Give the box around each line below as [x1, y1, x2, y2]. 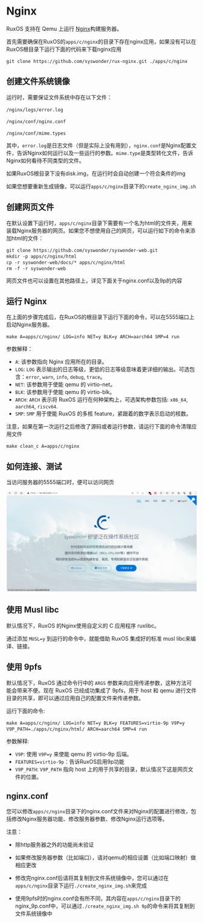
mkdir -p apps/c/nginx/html [6, 253, 77, 259]
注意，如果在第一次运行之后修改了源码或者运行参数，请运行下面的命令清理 [6, 423, 192, 430]
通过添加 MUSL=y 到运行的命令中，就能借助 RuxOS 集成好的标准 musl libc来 [6, 635, 191, 642]
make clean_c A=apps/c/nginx [6, 444, 80, 450]
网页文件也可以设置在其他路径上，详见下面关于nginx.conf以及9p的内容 [6, 277, 182, 284]
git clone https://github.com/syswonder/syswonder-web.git [6, 247, 158, 253]
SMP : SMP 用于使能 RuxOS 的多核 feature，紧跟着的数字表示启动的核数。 [14, 410, 192, 418]
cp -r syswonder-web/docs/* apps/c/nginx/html [6, 259, 126, 265]
